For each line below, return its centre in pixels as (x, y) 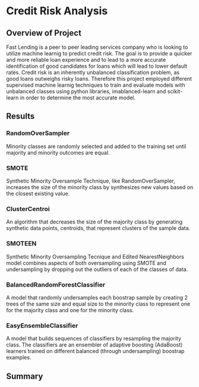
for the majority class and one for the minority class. (70, 310)
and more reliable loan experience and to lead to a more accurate (86, 60)
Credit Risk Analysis (57, 11)
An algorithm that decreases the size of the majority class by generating (94, 222)
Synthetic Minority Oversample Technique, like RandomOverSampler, (91, 181)
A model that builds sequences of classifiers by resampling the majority (94, 339)
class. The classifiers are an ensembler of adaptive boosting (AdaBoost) (94, 345)
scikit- (175, 91)
